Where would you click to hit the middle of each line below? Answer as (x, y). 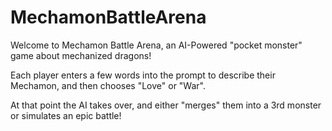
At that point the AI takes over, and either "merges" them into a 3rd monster (166, 105)
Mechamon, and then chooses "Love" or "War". (108, 85)
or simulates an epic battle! (66, 115)
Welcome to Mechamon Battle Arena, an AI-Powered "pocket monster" (156, 45)
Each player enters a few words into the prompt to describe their (143, 75)
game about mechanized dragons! (81, 55)
